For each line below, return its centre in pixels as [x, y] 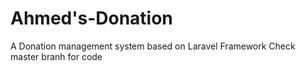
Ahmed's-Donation [91, 18]
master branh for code [56, 56]
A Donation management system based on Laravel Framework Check [153, 46]
